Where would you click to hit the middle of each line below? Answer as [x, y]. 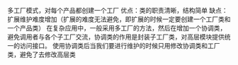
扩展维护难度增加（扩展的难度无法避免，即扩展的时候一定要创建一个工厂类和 [119, 19]
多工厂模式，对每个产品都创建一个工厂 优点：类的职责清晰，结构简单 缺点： [118, 10]
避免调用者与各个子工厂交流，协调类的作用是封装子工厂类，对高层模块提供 [116, 37]
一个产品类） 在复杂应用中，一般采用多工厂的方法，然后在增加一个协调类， [117, 28]
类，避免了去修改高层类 [41, 54]
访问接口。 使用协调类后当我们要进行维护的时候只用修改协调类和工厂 [120, 46]
